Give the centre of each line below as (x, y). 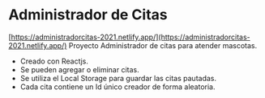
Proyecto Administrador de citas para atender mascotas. (163, 45)
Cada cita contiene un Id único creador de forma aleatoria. (118, 87)
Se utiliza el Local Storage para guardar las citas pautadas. (118, 78)
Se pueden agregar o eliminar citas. (79, 69)
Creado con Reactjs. (54, 61)
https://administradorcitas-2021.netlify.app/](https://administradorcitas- (131, 37)
